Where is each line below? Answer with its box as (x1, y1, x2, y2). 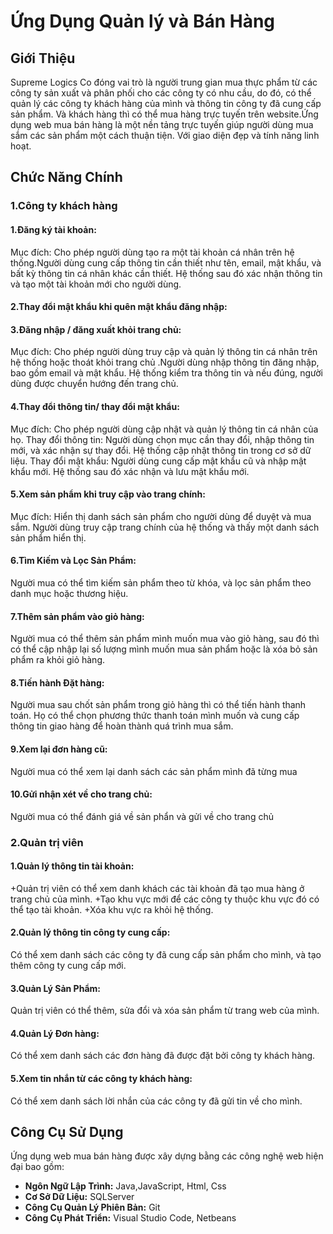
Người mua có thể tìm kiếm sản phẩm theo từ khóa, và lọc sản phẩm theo (10, 576, 312, 589)
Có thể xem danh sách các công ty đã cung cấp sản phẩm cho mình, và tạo (10, 949, 322, 961)
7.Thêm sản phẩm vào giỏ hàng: (10, 610, 145, 622)
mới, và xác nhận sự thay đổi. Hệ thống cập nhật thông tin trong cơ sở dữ (10, 444, 312, 456)
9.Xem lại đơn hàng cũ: (10, 743, 108, 755)
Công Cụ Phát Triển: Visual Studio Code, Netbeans (24, 1212, 237, 1224)
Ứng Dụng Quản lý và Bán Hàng (10, 10, 276, 33)
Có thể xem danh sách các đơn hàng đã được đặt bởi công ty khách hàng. (10, 1050, 316, 1062)
